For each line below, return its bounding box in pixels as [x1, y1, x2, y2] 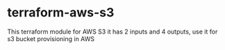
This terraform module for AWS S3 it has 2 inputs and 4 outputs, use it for [7, 27, 218, 36]
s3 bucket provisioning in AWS [7, 34, 95, 42]
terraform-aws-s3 [7, 5, 115, 21]
